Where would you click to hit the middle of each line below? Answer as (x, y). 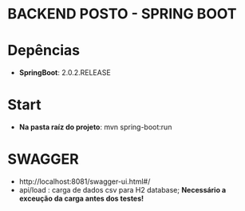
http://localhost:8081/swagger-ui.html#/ (85, 181)
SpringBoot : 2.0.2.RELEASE (65, 73)
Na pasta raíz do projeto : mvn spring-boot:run (95, 127)
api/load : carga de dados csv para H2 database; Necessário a (122, 190)
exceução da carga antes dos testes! (81, 198)
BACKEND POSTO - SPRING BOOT (122, 14)
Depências (44, 51)
